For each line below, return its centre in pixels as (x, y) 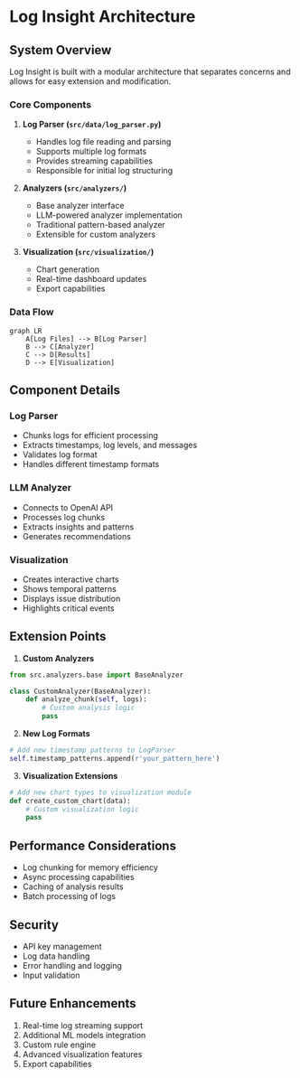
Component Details (65, 390)
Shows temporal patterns (70, 588)
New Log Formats (56, 734)
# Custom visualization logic (83, 809)
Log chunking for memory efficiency (90, 867)
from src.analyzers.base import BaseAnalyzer (96, 675)
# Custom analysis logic (89, 708)
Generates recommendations (76, 536)
